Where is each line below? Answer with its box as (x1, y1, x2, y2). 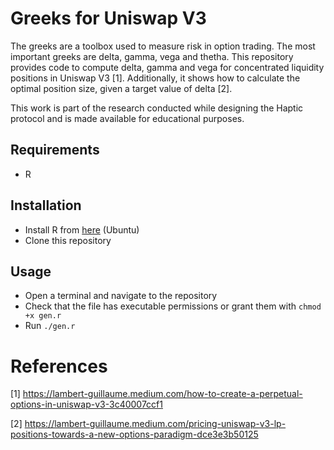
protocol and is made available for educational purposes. (10, 112, 245, 124)
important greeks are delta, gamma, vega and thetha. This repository (10, 50, 294, 62)
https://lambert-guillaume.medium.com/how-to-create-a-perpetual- (22, 388, 303, 400)
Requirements (10, 142, 100, 159)
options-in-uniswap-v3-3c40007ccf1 (10, 398, 163, 411)
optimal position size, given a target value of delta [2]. (10, 82, 233, 94)
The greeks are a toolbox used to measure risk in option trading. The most (10, 40, 316, 52)
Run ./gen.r (24, 320, 76, 332)
